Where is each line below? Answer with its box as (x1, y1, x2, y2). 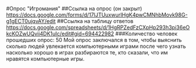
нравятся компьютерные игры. (6, 56, 84, 62)
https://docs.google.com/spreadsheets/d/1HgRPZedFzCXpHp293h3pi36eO (6, 24, 190, 31)
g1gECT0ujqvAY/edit (6, 18, 56, 24)
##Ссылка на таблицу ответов (57, 18, 134, 24)
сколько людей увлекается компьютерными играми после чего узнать (6, 43, 186, 50)
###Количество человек (115, 30, 178, 37)
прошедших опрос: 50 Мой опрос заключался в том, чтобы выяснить (6, 37, 182, 43)
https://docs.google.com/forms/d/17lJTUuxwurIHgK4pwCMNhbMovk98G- (6, 11, 188, 18)
